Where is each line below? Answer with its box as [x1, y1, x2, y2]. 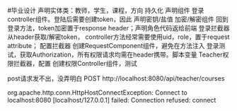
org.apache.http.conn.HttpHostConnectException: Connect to [7, 88, 187, 97]
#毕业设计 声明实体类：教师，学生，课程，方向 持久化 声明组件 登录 [7, 6, 204, 14]
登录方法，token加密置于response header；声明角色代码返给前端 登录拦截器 [7, 24, 230, 32]
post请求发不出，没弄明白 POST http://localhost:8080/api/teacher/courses [7, 74, 225, 83]
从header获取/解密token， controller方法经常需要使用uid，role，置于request [7, 33, 230, 41]
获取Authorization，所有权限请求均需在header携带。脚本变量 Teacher [19, 50, 223, 59]
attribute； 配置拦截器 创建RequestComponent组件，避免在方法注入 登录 [7, 42, 219, 49]
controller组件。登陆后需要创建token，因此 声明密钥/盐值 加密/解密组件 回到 [7, 15, 229, 23]
